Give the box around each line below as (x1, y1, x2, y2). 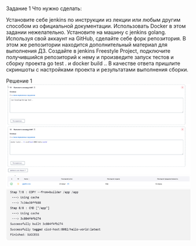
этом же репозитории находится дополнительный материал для (6, 41, 168, 48)
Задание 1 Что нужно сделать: (6, 5, 82, 12)
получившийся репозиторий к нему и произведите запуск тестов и (6, 54, 174, 60)
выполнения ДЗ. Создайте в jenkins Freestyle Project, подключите (6, 47, 171, 54)
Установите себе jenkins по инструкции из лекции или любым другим (6, 16, 181, 23)
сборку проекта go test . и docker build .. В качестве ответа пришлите (6, 60, 180, 67)
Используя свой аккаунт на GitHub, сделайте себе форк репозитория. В (6, 35, 186, 42)
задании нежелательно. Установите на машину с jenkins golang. (6, 29, 167, 36)
